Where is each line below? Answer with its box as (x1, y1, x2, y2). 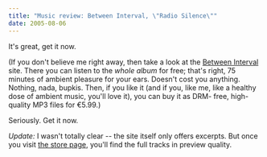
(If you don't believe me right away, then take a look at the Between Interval (8, 57, 259, 67)
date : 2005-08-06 (8, 19, 67, 27)
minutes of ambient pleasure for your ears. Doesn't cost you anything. (8, 74, 240, 84)
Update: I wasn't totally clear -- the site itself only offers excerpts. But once (8, 130, 259, 141)
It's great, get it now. (8, 41, 76, 51)
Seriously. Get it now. (8, 115, 79, 125)
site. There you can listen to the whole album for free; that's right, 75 (8, 65, 236, 75)
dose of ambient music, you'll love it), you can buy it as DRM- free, (8, 91, 229, 101)
